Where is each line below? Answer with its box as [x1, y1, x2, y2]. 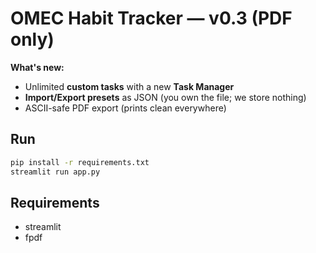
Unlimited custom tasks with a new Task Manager [24, 80, 235, 92]
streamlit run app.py [10, 167, 101, 177]
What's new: [10, 61, 65, 73]
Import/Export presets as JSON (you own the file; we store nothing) [24, 91, 307, 103]
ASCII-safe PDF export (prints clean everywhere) [24, 102, 227, 114]
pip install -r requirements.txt [10, 157, 150, 167]
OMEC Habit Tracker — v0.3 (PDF [10, 7, 293, 30]
